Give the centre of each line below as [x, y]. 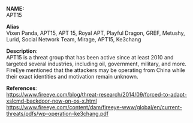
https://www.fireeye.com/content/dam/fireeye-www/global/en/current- [94, 107]
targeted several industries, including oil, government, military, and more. [96, 64]
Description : [22, 51]
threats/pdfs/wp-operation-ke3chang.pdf [58, 114]
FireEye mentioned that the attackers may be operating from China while [96, 70]
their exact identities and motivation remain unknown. [73, 76]
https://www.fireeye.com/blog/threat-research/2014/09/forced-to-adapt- [96, 94]
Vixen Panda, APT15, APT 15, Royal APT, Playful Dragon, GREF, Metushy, [96, 33]
